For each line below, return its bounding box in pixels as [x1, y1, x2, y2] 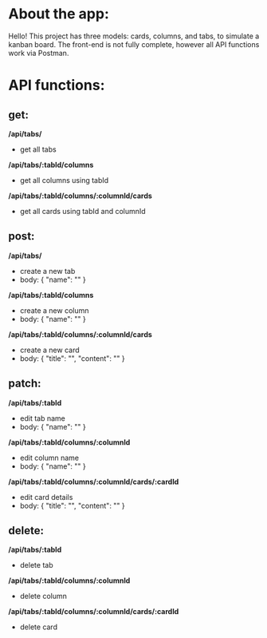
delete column [19, 592, 68, 601]
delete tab [19, 561, 53, 570]
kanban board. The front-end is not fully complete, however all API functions [8, 39, 260, 49]
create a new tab [19, 266, 76, 275]
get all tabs [19, 145, 57, 154]
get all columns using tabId [19, 175, 109, 184]
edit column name [19, 453, 80, 462]
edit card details [19, 492, 73, 501]
